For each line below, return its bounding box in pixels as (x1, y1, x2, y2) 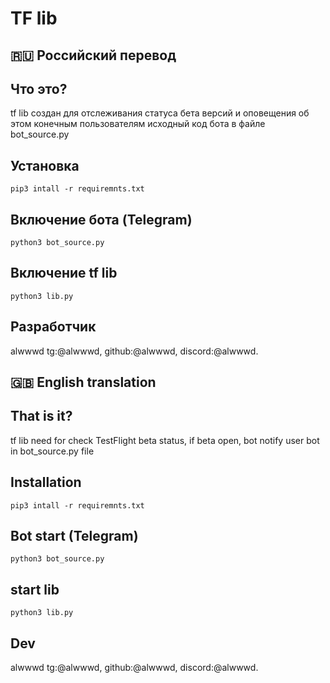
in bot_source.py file (10, 445, 95, 457)
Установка (10, 157, 80, 174)
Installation (10, 474, 82, 491)
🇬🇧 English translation (10, 374, 157, 391)
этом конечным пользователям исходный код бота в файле (10, 118, 266, 130)
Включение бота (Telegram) (10, 211, 193, 228)
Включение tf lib (10, 265, 118, 282)
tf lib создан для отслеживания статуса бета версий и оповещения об (10, 107, 310, 119)
